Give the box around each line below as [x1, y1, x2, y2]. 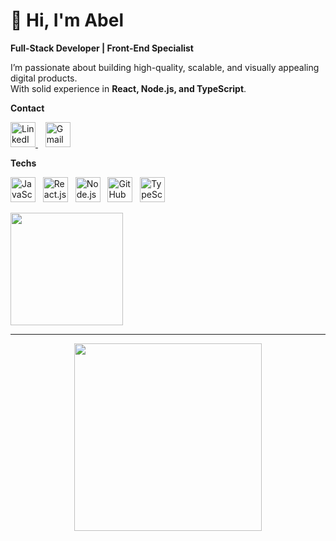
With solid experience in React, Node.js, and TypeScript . [10, 82, 247, 94]
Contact [10, 102, 45, 114]
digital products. [10, 72, 78, 84]
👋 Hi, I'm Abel [10, 9, 124, 32]
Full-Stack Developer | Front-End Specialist [10, 42, 194, 54]
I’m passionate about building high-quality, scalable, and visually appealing [10, 61, 320, 73]
